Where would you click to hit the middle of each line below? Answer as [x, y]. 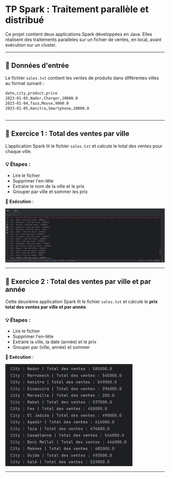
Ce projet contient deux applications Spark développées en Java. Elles [79, 34]
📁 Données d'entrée [37, 66]
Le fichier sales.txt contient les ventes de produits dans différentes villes [82, 78]
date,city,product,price [31, 93]
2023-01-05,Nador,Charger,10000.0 [42, 98]
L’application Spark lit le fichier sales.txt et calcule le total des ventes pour [84, 146]
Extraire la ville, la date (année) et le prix [54, 342]
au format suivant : [25, 83]
